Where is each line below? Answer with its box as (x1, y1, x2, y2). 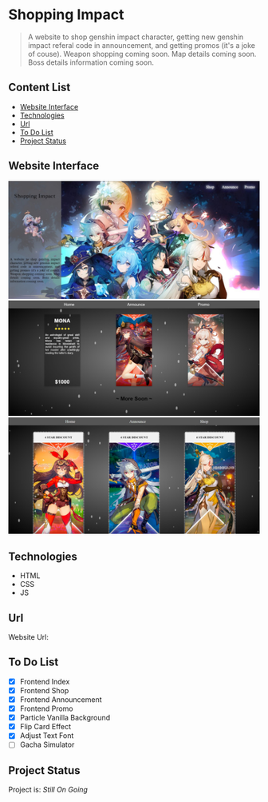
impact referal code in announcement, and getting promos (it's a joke (27, 40, 255, 50)
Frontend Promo (19, 704, 73, 713)
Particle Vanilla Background (19, 713, 111, 723)
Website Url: (8, 632, 49, 642)
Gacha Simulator (19, 740, 75, 749)
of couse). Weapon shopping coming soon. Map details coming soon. (27, 49, 257, 58)
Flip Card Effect (19, 722, 72, 732)
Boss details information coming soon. (27, 58, 154, 67)
